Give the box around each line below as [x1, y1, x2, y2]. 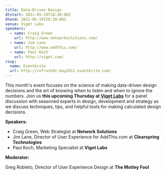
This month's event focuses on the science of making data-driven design [5, 82, 157, 88]
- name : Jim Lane [10, 40, 46, 45]
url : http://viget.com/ [14, 54, 64, 60]
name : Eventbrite [10, 64, 46, 69]
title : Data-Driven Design [5, 7, 62, 13]
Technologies [12, 139, 42, 145]
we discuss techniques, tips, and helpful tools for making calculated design [5, 104, 161, 109]
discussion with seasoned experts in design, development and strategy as [5, 98, 159, 104]
